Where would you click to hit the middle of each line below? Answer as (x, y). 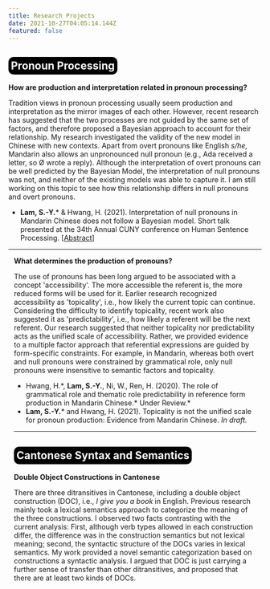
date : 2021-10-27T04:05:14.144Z (62, 23)
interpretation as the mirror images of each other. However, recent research (133, 112)
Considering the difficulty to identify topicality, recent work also (119, 311)
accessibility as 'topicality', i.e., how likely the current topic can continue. (135, 303)
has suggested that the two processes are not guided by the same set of (129, 120)
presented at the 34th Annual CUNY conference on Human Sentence (134, 230)
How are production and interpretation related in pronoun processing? (128, 87)
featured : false (35, 30)
